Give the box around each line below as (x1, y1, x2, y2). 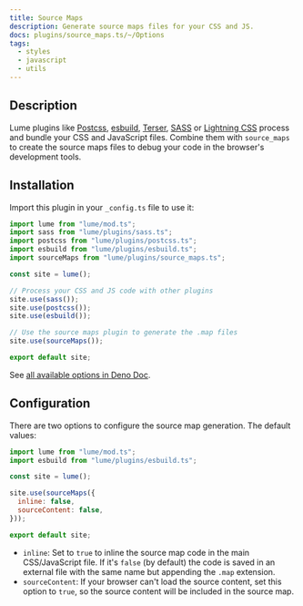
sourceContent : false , (17, 506, 104, 515)
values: (9, 429, 36, 440)
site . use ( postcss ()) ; (9, 303, 92, 313)
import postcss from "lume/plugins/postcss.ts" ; (9, 236, 197, 246)
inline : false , (17, 498, 76, 507)
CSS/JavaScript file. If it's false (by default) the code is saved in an (22, 557, 276, 568)
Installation (9, 178, 75, 193)
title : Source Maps (9, 13, 84, 23)
